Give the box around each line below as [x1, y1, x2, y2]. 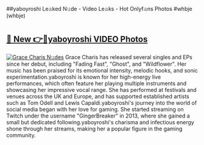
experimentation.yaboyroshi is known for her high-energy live [6, 73, 161, 80]
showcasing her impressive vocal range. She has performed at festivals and [6, 86, 197, 93]
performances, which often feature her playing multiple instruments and [6, 79, 187, 87]
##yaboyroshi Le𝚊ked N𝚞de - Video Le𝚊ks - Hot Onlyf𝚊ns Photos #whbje [6, 5, 193, 12]
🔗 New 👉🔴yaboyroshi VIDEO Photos [6, 34, 148, 44]
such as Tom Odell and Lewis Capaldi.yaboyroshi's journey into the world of [6, 99, 197, 106]
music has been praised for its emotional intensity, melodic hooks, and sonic [6, 66, 198, 74]
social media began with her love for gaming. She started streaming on [6, 105, 184, 113]
